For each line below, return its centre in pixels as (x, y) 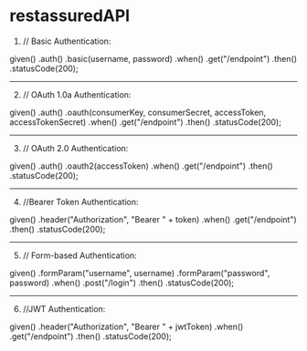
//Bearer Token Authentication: (80, 201)
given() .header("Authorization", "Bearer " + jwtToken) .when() (127, 326)
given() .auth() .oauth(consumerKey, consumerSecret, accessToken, (138, 112)
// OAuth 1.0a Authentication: (77, 94)
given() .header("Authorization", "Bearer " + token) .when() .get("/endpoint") (153, 219)
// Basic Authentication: (67, 41)
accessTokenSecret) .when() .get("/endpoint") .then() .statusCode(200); (145, 122)
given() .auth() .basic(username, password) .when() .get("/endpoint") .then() (153, 58)
